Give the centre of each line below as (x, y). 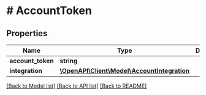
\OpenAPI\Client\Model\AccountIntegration (125, 71)
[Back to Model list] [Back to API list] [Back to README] (77, 86)
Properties (27, 33)
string (69, 61)
